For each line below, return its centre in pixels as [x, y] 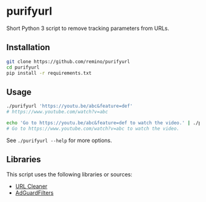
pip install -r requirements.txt [49, 73]
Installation [28, 47]
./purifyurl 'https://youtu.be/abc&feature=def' [70, 106]
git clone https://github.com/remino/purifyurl [68, 62]
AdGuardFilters [34, 193]
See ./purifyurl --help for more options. [59, 140]
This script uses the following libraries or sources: [70, 174]
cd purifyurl [23, 67]
